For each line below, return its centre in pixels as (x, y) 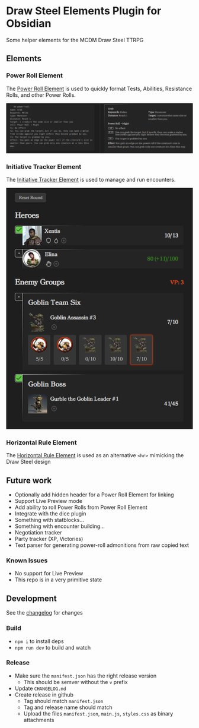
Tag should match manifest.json (63, 701)
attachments (39, 720)
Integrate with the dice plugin (50, 514)
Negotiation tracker (38, 533)
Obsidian (29, 23)
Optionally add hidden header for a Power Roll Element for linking (94, 495)
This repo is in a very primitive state (58, 580)
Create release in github (44, 694)
